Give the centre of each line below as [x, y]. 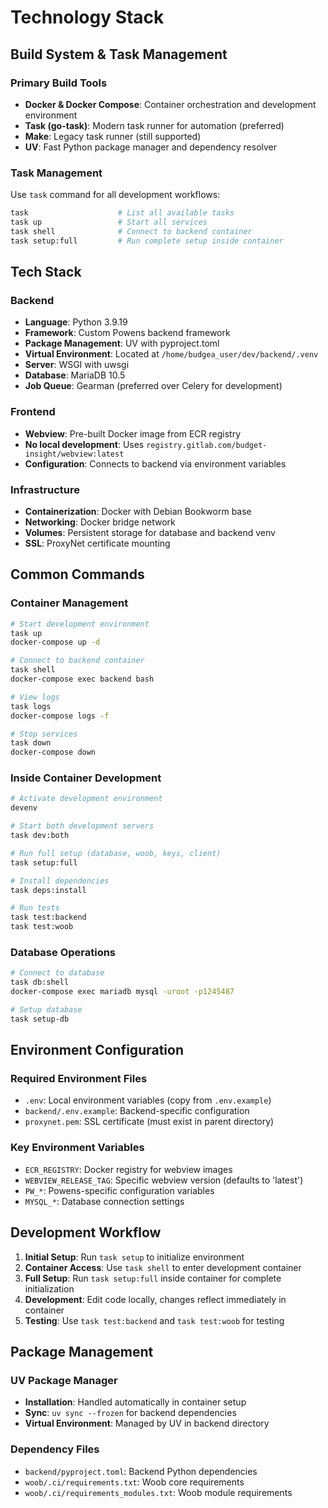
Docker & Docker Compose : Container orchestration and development [170, 104]
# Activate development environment [86, 799]
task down [31, 743]
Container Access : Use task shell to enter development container [163, 1267]
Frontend [33, 412]
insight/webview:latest [74, 454]
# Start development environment [80, 624]
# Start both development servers [82, 826]
